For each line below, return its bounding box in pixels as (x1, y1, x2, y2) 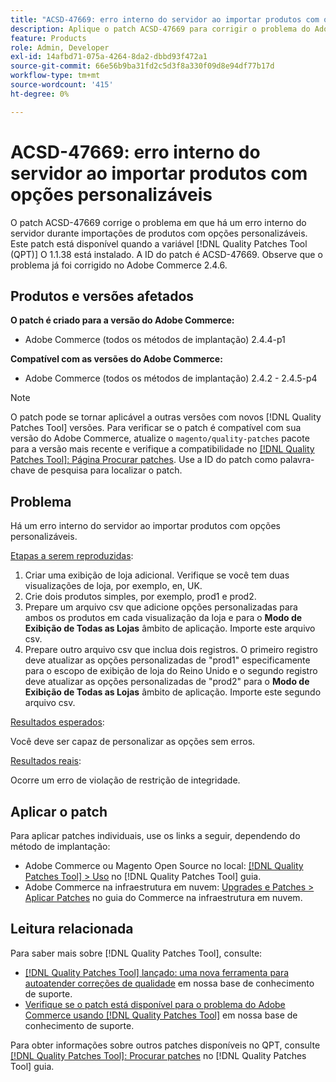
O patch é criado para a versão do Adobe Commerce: (10, 314, 235, 326)
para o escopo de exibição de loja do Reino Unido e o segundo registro (24, 665, 318, 677)
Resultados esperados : (10, 716, 105, 728)
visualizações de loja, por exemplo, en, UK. (24, 580, 203, 592)
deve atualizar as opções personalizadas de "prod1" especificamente (24, 654, 311, 666)
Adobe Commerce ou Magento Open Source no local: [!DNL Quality (24, 860, 304, 871)
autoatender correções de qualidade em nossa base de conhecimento (24, 977, 315, 989)
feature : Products (10, 33, 87, 43)
